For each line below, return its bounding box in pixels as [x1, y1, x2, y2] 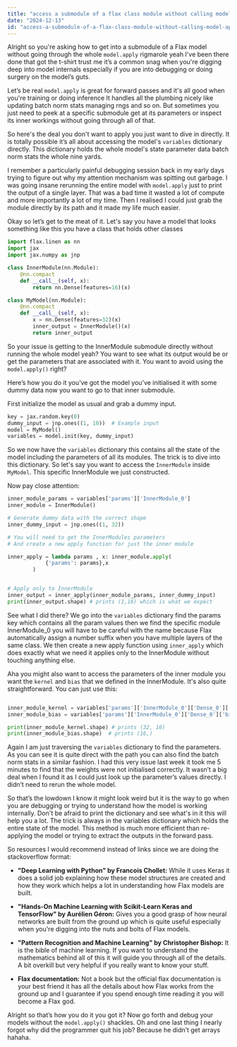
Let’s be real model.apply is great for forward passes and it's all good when [7, 86, 225, 95]
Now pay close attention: [7, 482, 80, 490]
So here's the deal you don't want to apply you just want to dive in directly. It [7, 130, 230, 138]
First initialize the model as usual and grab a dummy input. [7, 399, 176, 408]
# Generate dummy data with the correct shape [7, 515, 147, 522]
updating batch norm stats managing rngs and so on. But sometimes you [7, 102, 219, 110]
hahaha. [7, 1034, 31, 1042]
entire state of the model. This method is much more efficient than [7, 824, 200, 833]
